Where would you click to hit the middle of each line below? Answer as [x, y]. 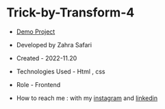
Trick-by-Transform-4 [71, 13]
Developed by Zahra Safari [54, 45]
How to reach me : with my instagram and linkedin [87, 98]
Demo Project [36, 32]
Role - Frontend [38, 84]
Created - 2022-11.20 [47, 58]
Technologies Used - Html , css [61, 71]
